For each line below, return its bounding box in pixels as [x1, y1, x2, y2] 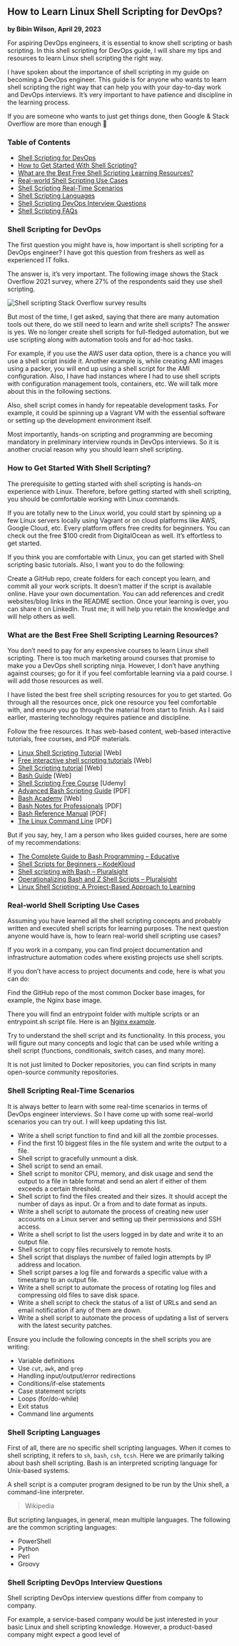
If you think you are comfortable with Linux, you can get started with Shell [7, 552, 225, 561]
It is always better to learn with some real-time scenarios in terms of [7, 1102, 208, 1111]
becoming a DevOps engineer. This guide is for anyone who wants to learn [7, 75, 227, 84]
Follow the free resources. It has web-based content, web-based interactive [7, 727, 231, 735]
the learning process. [7, 98, 70, 106]
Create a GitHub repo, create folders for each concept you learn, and [7, 574, 210, 582]
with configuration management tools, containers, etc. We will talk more [7, 380, 218, 388]
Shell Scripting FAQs [17, 207, 78, 215]
